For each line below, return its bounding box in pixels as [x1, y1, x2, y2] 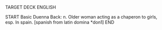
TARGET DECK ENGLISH [5, 4, 56, 10]
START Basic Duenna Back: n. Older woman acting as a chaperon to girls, [5, 14, 157, 19]
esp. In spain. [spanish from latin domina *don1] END [5, 19, 115, 25]
